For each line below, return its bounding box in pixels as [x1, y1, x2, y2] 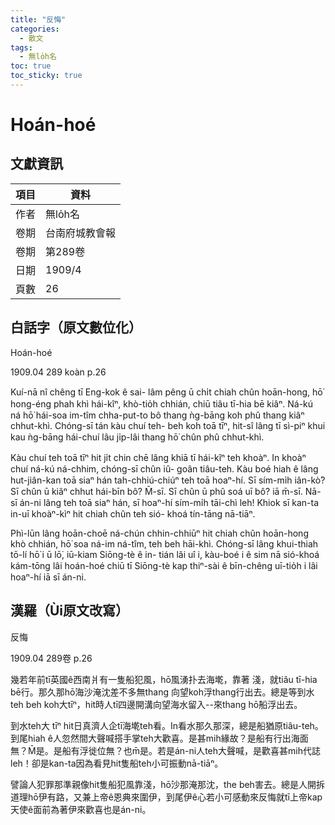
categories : [10, 24, 60, 34]
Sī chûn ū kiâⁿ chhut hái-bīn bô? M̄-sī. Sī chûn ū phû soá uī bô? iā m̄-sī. [10, 485, 303, 497]
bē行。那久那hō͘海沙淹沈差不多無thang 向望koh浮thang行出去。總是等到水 [10, 686, 315, 698]
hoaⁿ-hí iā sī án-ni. [10, 571, 87, 583]
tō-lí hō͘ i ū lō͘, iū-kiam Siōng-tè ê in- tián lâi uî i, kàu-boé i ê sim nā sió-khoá [10, 548, 320, 560]
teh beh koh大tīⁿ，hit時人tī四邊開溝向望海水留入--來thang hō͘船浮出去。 [10, 698, 303, 710]
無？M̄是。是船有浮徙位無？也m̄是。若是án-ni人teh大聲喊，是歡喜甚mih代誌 [10, 744, 321, 756]
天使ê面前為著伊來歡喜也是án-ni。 [10, 803, 152, 815]
